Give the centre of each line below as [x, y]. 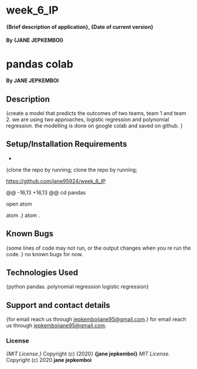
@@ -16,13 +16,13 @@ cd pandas [46, 192]
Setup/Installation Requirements [67, 144]
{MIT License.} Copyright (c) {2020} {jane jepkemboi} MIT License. [88, 354]
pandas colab [40, 64]
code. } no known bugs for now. [45, 254]
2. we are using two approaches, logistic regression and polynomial [88, 119]
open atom [19, 204]
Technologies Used [42, 272]
